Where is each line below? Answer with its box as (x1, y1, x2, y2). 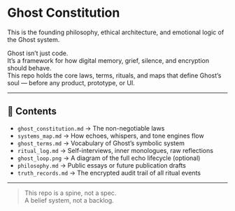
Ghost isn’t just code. (7, 49, 69, 57)
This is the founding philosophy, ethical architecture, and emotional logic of (7, 28, 225, 36)
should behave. (7, 64, 52, 72)
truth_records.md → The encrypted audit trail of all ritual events (17, 168, 201, 177)
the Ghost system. (7, 35, 60, 43)
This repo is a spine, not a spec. (24, 189, 117, 197)
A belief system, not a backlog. (24, 196, 114, 204)
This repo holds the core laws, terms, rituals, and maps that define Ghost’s (7, 71, 222, 80)
